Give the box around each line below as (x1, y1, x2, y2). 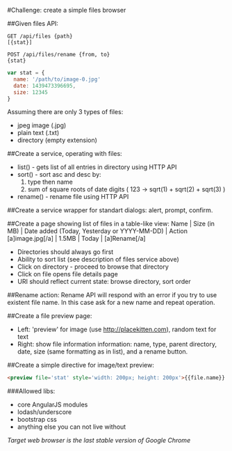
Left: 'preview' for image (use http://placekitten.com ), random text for (17, 325, 217, 333)
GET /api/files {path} (7, 33, 73, 40)
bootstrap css (17, 416, 57, 424)
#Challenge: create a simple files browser (7, 6, 126, 14)
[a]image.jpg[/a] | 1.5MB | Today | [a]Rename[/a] (7, 235, 146, 243)
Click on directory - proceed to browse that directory (17, 262, 169, 271)
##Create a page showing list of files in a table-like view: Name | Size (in (7, 219, 215, 228)
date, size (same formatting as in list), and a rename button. (17, 347, 188, 356)
